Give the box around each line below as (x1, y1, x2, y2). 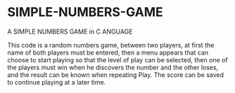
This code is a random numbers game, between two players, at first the (7, 41, 215, 49)
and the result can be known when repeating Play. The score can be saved (7, 71, 224, 79)
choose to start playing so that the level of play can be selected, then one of (7, 55, 228, 64)
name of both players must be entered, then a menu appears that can (7, 48, 209, 57)
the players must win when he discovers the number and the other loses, (7, 63, 219, 71)
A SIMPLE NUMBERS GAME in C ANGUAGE (7, 27, 133, 36)
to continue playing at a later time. (7, 78, 106, 86)
